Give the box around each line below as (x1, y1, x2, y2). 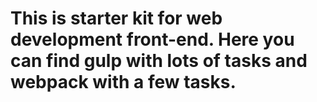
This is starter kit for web (10, 7, 223, 30)
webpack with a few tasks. (10, 71, 237, 94)
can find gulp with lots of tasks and (10, 50, 308, 72)
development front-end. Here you (10, 28, 295, 51)
